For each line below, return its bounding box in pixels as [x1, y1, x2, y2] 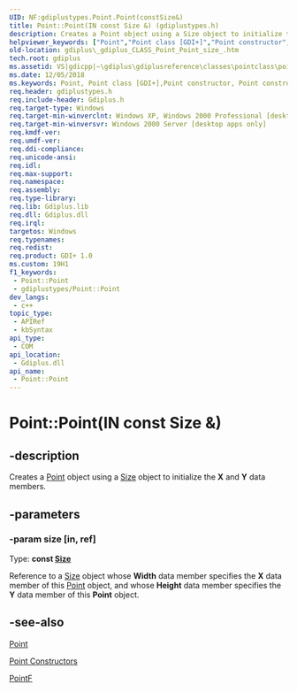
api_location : [9, 350, 62, 359]
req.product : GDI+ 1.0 [9, 251, 93, 261]
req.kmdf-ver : [9, 128, 62, 137]
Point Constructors [9, 656, 78, 666]
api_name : [9, 366, 46, 376]
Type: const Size [9, 553, 72, 564]
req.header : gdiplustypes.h [9, 87, 113, 96]
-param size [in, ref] [9, 533, 96, 545]
